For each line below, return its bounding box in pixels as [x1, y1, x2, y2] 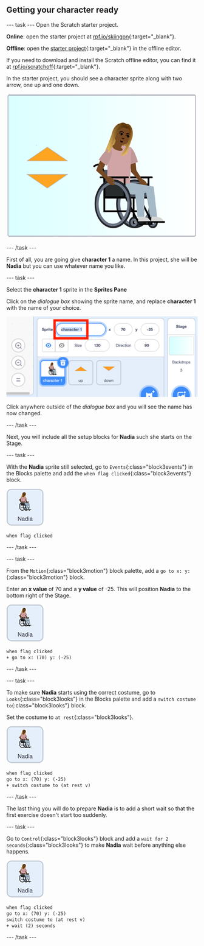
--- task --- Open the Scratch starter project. [6, 21, 118, 28]
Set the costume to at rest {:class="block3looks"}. [6, 713, 134, 721]
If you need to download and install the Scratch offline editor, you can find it [6, 56, 196, 63]
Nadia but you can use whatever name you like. [6, 262, 126, 270]
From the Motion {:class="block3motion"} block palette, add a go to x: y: [6, 567, 191, 574]
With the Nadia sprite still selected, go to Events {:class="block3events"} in [6, 463, 193, 471]
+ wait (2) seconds [6, 922, 56, 929]
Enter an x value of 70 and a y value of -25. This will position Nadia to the [6, 585, 191, 592]
